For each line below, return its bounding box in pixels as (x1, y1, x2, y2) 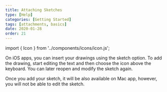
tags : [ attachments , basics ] (5, 21, 67, 27)
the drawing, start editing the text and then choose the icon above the (5, 60, 151, 66)
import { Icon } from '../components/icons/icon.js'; (5, 45, 110, 51)
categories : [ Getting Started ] (5, 17, 72, 22)
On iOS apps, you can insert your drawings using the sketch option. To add (5, 55, 162, 61)
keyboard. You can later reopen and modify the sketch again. (5, 66, 133, 72)
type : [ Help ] (5, 12, 33, 17)
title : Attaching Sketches (5, 7, 62, 13)
